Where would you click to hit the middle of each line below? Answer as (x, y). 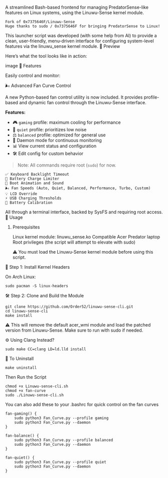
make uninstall (21, 368)
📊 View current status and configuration (54, 146)
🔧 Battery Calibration (29, 203)
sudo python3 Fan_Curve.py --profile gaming (61, 418)
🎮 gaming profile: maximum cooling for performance (67, 122)
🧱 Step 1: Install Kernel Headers (38, 267)
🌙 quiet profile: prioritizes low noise (49, 130)
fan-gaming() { (21, 414)
